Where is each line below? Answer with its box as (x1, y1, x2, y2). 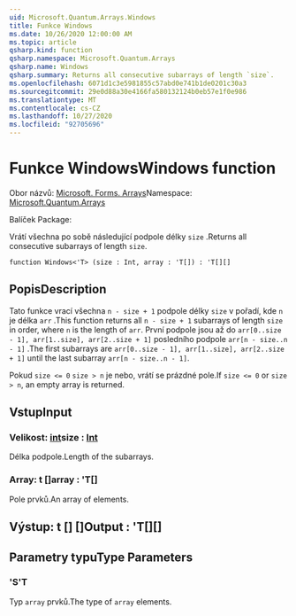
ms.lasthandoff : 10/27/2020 (9, 112, 113, 121)
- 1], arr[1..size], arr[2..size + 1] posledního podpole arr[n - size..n (9, 333, 288, 344)
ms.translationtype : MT (9, 95, 97, 105)
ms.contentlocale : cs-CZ (9, 104, 101, 113)
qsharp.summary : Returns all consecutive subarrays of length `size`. (9, 71, 275, 80)
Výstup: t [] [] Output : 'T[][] (9, 519, 163, 534)
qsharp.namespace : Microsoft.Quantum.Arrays (9, 54, 176, 63)
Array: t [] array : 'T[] (9, 473, 98, 486)
